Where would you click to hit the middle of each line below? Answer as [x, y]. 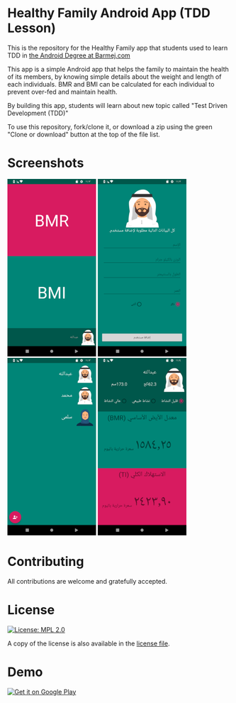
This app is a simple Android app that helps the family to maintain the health [118, 69]
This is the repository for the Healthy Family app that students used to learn [118, 48]
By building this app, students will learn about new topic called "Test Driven [118, 105]
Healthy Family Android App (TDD [109, 13]
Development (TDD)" [38, 113]
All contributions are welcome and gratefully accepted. [88, 581]
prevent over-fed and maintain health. [62, 92]
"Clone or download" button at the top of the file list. [84, 134]
